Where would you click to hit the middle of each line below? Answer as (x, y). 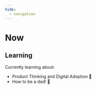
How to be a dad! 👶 (31, 81)
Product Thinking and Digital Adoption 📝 (52, 76)
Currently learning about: (30, 67)
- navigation (22, 14)
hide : (10, 9)
